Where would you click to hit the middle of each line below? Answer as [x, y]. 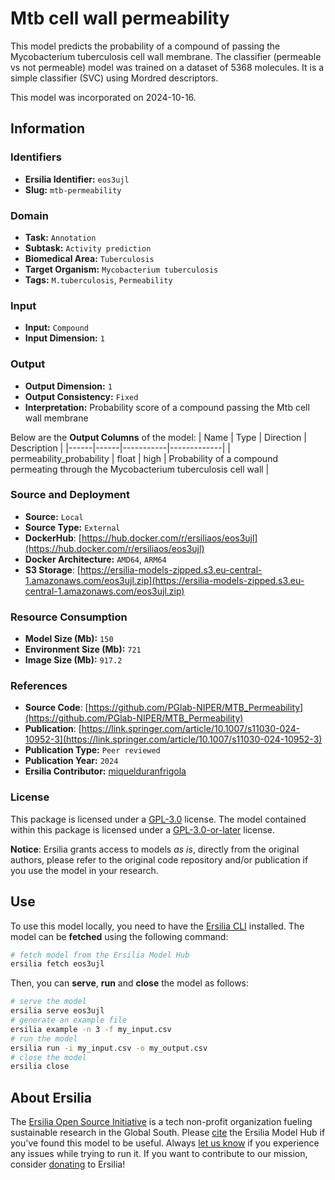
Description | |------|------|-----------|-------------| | [120, 448]
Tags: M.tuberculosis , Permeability [98, 279]
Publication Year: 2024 [71, 761]
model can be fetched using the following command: [119, 936]
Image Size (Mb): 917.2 [73, 660]
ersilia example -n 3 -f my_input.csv [91, 1029]
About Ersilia [51, 1097]
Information [48, 128]
